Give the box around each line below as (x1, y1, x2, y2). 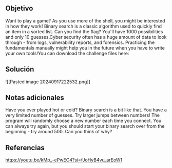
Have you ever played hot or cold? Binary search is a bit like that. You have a (5, 107, 167, 113)
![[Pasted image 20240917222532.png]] (5, 79, 91, 85)
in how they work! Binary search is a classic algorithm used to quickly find (5, 23, 162, 29)
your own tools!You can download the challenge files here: (5, 50, 129, 56)
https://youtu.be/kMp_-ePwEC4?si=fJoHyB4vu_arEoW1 (5, 157, 122, 163)
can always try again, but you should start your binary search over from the (5, 123, 165, 129)
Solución (5, 65, 34, 74)
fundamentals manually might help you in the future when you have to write (5, 44, 165, 51)
